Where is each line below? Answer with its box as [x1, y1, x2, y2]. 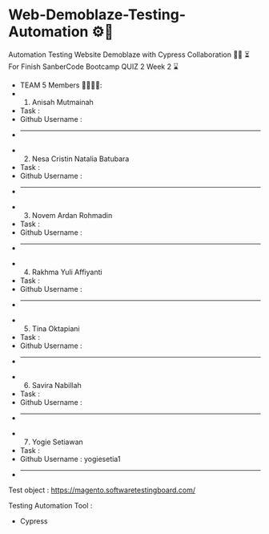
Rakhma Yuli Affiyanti [31, 267, 102, 277]
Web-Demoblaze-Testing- [8, 6, 187, 24]
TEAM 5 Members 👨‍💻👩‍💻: [19, 80, 102, 90]
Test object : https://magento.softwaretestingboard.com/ [8, 485, 196, 495]
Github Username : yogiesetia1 [19, 454, 121, 463]
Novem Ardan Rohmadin [31, 210, 113, 220]
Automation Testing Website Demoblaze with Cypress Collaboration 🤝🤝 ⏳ [8, 50, 250, 59]
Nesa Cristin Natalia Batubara [31, 154, 130, 164]
